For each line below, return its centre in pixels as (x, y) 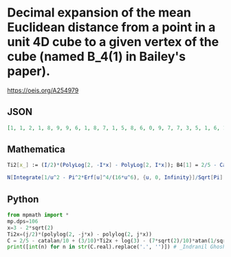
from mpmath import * (38, 215)
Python (23, 199)
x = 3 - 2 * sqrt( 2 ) (30, 228)
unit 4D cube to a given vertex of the (113, 42)
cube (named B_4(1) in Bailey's (97, 57)
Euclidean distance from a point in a (111, 27)
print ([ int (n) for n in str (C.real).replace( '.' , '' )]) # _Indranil (107, 247)
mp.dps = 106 (23, 221)
